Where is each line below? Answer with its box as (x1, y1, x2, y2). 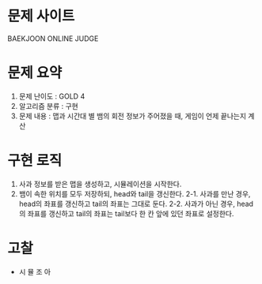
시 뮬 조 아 (18, 267, 51, 276)
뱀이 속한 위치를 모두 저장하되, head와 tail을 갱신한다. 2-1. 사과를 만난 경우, (18, 189, 251, 198)
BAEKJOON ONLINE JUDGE (7, 33, 99, 43)
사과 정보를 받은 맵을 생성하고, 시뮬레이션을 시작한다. (18, 179, 182, 189)
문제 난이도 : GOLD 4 (18, 92, 85, 101)
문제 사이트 (7, 7, 75, 25)
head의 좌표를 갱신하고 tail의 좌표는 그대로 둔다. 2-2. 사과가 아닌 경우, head (18, 199, 254, 208)
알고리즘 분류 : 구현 (18, 101, 78, 110)
